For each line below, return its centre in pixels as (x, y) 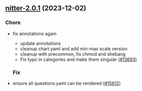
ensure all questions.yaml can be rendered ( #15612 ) (67, 83)
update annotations (40, 43)
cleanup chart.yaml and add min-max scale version (74, 49)
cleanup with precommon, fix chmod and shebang (73, 54)
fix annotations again (34, 33)
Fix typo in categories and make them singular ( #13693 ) (79, 59)
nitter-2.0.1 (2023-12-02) (46, 8)
